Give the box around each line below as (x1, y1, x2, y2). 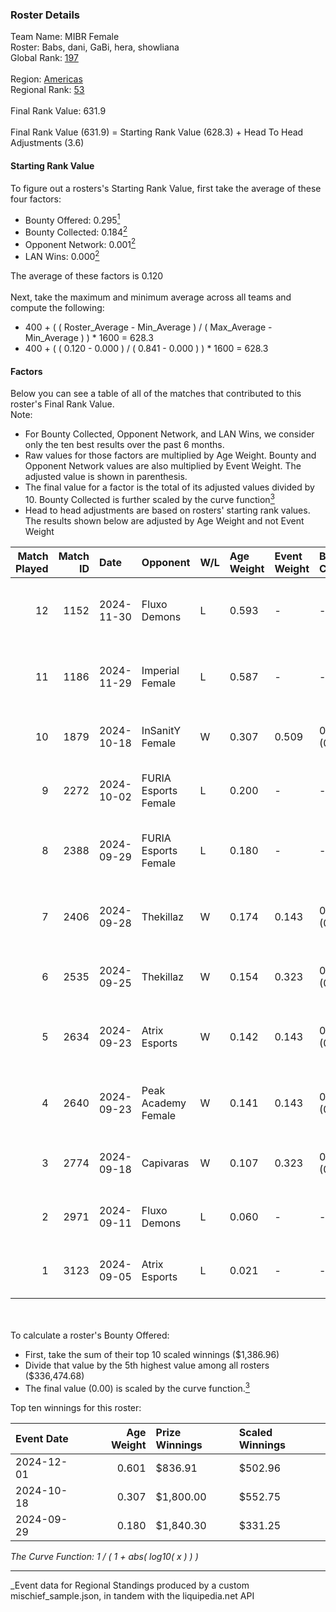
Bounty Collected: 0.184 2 (24, 224, 128, 238)
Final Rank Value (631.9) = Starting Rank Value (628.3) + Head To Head (10, 126, 304, 138)
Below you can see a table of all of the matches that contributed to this (10, 388, 302, 400)
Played (15, 561, 49, 575)
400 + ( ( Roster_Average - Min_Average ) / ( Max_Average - (24, 321, 273, 333)
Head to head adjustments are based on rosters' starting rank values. (24, 504, 311, 516)
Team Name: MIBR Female (10, 31, 120, 43)
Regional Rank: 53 (10, 84, 85, 96)
